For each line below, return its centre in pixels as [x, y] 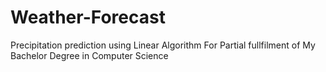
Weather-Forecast [88, 17]
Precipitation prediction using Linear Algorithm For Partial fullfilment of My [163, 45]
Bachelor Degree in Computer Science [89, 55]
